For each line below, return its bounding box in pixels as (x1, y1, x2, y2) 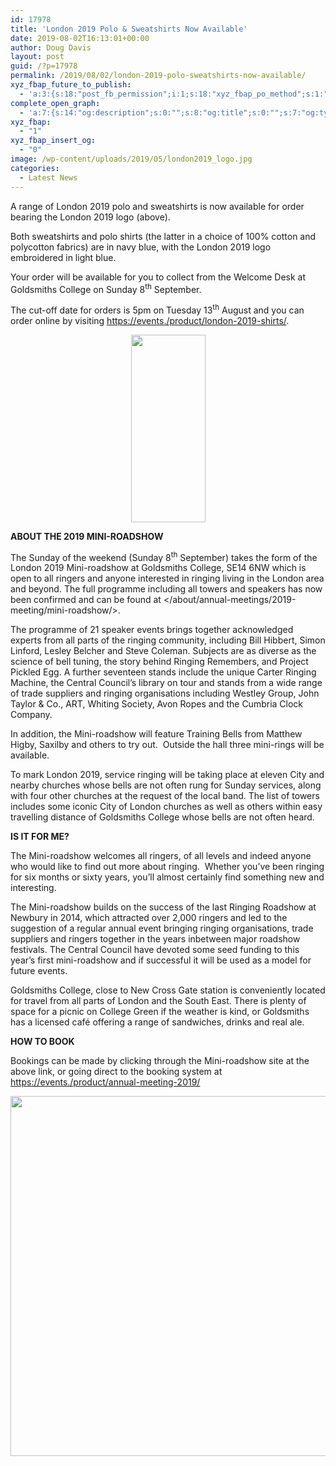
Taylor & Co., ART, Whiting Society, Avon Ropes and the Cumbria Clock (10, 698, 304, 710)
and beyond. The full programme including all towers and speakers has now (10, 583, 323, 595)
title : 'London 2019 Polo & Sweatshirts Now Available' (10, 24, 248, 34)
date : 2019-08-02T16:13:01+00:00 (10, 33, 150, 43)
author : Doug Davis (10, 42, 92, 53)
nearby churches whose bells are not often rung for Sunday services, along (10, 779, 322, 791)
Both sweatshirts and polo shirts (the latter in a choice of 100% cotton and (10, 230, 317, 242)
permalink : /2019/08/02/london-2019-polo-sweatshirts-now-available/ (10, 71, 307, 81)
